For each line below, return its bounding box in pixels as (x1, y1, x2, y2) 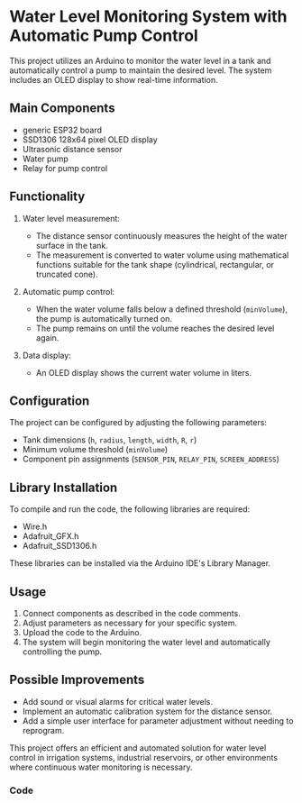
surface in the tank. (35, 240, 108, 251)
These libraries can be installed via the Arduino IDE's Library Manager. (9, 558, 271, 569)
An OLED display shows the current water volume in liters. (35, 367, 252, 378)
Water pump (22, 153, 69, 164)
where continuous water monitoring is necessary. (9, 762, 193, 772)
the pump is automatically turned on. (35, 313, 173, 324)
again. (35, 332, 59, 343)
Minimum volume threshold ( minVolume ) (22, 444, 169, 455)
